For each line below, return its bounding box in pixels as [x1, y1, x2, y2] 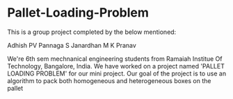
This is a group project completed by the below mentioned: [7, 28, 177, 36]
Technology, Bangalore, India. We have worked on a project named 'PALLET [7, 62, 225, 70]
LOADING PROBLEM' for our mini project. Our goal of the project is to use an [7, 69, 227, 78]
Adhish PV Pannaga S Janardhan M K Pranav [7, 41, 137, 49]
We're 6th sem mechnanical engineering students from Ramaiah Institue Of [7, 54, 223, 63]
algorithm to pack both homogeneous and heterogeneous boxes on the [7, 76, 211, 84]
